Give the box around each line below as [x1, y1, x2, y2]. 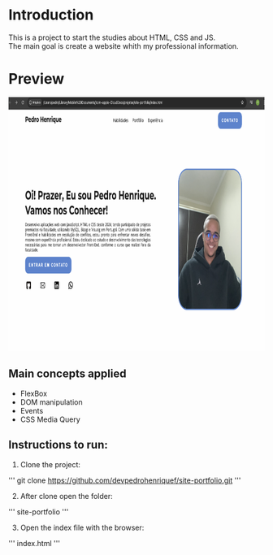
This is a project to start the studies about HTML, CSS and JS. [8, 33, 216, 42]
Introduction [8, 6, 94, 24]
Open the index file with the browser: [19, 522, 145, 532]
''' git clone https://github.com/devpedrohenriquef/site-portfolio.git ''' [8, 475, 241, 485]
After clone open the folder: [19, 491, 114, 501]
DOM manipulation [19, 397, 83, 407]
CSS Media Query [19, 414, 80, 424]
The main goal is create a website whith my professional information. [8, 41, 239, 50]
